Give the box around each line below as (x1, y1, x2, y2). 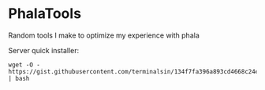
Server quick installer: (8, 45, 80, 55)
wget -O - (8, 60, 41, 69)
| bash (8, 74, 30, 82)
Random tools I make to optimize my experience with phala (8, 31, 200, 40)
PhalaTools (8, 5, 81, 23)
